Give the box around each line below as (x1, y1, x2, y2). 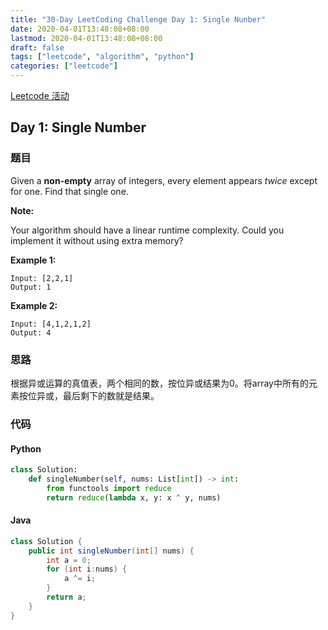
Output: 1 (10, 282, 52, 292)
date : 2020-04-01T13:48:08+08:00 (10, 24, 150, 34)
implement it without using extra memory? (10, 234, 184, 246)
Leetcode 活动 (10, 90, 70, 101)
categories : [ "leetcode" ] (10, 61, 118, 71)
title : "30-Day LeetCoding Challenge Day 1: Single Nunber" (10, 14, 267, 25)
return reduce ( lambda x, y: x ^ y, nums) (46, 492, 222, 503)
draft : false (10, 42, 65, 53)
